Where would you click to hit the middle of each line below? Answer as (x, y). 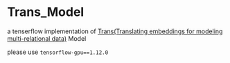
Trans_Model (46, 12)
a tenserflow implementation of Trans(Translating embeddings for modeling (115, 31)
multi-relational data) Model (47, 38)
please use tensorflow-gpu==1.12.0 (58, 52)
